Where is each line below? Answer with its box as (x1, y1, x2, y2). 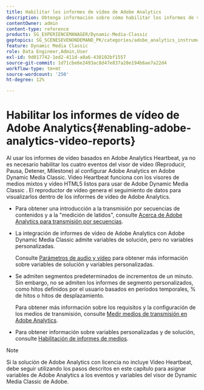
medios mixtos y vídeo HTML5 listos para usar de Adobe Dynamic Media (6, 180, 189, 187)
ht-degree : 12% (6, 77, 45, 83)
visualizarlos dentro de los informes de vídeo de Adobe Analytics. (6, 193, 171, 201)
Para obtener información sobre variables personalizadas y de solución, (15, 329, 195, 336)
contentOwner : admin (6, 20, 59, 26)
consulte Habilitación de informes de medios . (15, 335, 129, 343)
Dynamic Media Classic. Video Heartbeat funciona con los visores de (6, 174, 180, 181)
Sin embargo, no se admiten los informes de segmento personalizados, (15, 279, 194, 287)
